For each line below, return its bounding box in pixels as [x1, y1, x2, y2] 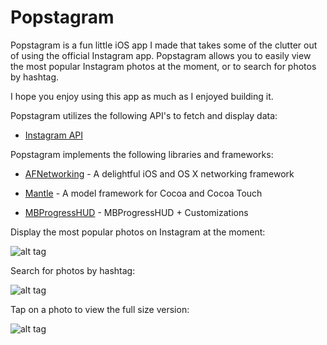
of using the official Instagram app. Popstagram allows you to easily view [10, 49, 312, 61]
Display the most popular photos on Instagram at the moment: [10, 226, 266, 238]
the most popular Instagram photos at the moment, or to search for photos [10, 60, 317, 72]
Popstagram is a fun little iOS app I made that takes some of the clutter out [10, 39, 318, 51]
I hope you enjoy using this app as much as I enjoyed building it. [10, 90, 274, 102]
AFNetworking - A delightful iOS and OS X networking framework [24, 167, 295, 180]
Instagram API [24, 129, 84, 141]
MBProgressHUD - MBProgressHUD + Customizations [24, 206, 249, 218]
